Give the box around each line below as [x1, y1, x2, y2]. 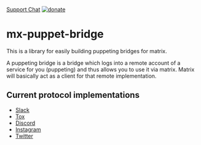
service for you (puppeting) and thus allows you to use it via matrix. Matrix [6, 65, 195, 73]
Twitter [15, 132, 34, 139]
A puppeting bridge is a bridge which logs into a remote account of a [6, 59, 181, 67]
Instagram [15, 125, 41, 133]
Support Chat [6, 6, 41, 13]
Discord [15, 119, 36, 127]
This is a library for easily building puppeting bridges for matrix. [6, 47, 167, 54]
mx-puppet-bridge [6, 28, 104, 41]
